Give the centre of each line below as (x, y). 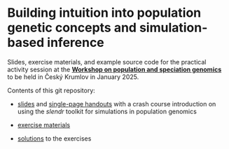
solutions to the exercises (54, 139)
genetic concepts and (72, 28)
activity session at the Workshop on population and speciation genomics (114, 69)
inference (76, 43)
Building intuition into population (104, 13)
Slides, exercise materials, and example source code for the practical (107, 62)
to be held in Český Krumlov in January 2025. (73, 77)
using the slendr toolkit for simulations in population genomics (107, 111)
